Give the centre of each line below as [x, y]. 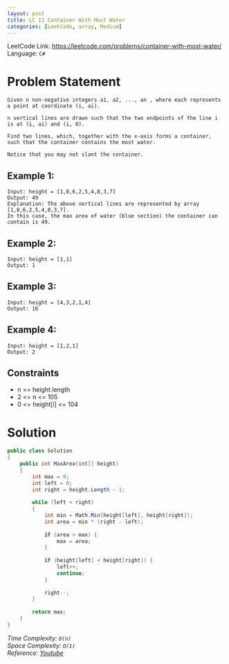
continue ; [71, 573]
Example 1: [31, 176]
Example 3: [32, 287]
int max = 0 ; [51, 477]
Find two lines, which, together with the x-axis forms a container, [110, 137]
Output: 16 [23, 308]
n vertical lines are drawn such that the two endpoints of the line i [112, 119]
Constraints [33, 373]
